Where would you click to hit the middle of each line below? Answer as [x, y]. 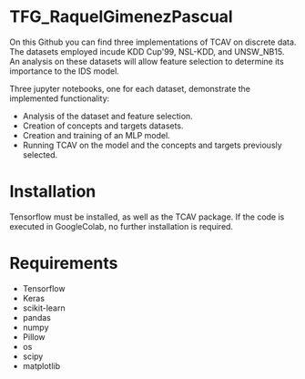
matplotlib [41, 365]
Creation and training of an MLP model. [96, 135]
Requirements [64, 264]
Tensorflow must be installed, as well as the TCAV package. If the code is [147, 217]
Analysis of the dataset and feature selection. [107, 116]
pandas [37, 317]
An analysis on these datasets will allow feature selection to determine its [147, 61]
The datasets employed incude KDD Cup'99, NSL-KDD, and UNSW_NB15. [147, 51]
